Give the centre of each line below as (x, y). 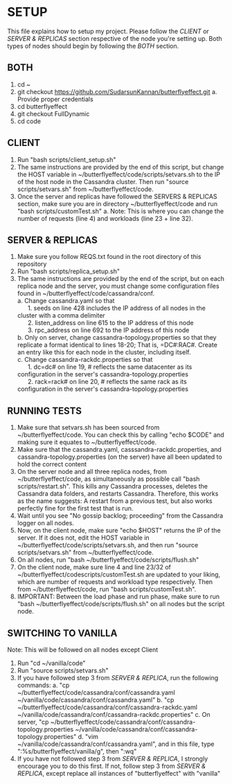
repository (32, 264)
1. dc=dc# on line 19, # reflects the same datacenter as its (110, 367)
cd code (29, 121)
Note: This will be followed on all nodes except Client (83, 650)
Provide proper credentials (55, 99)
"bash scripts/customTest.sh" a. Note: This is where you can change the (120, 211)
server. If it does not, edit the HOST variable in (83, 538)
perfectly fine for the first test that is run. (75, 509)
